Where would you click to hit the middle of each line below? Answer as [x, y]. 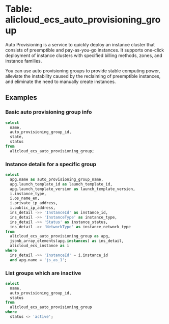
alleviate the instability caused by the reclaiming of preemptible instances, [83, 76]
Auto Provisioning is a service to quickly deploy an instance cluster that [80, 44]
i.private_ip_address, [34, 203]
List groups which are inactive [43, 273]
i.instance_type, [28, 194]
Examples [21, 98]
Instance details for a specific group [51, 164]
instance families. [24, 61]
